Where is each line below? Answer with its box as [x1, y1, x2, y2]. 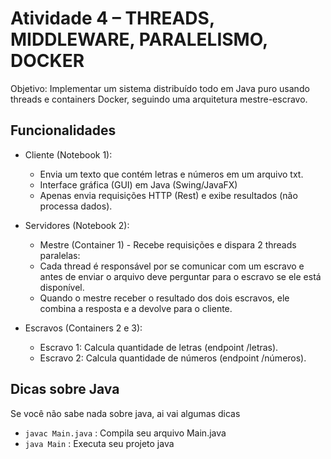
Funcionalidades [10, 122, 117, 139]
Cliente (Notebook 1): [24, 148, 113, 161]
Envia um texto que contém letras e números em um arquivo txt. [39, 168, 304, 180]
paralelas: [39, 249, 81, 261]
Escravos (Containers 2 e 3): [24, 322, 143, 334]
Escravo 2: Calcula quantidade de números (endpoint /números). [39, 352, 307, 364]
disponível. [39, 281, 85, 293]
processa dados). [39, 200, 113, 212]
